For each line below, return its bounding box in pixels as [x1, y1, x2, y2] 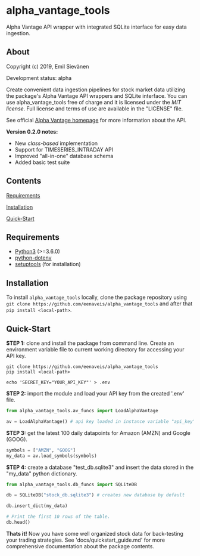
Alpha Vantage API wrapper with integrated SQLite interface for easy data [6, 23, 187, 30]
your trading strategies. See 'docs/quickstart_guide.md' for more [6, 536, 165, 543]
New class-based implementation [14, 140, 98, 147]
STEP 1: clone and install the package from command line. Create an [6, 339, 174, 347]
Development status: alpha [6, 74, 72, 81]
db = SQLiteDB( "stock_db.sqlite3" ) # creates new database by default [6, 492, 185, 498]
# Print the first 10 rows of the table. [6, 514, 111, 520]
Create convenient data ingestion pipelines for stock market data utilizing [6, 86, 186, 93]
